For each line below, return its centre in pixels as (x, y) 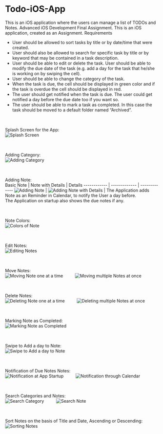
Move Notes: (18, 270)
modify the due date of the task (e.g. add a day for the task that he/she (83, 68)
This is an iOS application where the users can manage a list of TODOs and (81, 22)
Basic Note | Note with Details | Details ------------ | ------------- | (72, 185)
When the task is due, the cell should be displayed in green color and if (83, 84)
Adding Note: (18, 180)
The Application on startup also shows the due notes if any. (65, 200)
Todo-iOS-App (35, 9)
